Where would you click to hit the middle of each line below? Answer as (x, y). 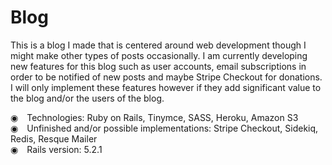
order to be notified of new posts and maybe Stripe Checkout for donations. (166, 77)
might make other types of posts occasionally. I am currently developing (159, 55)
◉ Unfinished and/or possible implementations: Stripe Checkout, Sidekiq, (164, 128)
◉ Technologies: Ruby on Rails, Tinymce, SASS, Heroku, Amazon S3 (154, 117)
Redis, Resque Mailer (54, 138)
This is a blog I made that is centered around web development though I (158, 45)
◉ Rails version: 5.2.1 (56, 149)
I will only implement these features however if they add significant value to (166, 87)
